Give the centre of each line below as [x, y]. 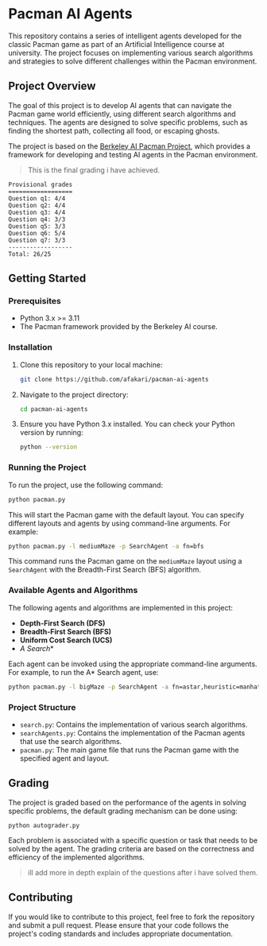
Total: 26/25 [30, 254]
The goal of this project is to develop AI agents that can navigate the [120, 105]
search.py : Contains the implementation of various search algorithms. [133, 724]
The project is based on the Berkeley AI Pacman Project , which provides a [130, 146]
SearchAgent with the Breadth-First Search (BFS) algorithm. [104, 570]
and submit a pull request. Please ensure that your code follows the [118, 925]
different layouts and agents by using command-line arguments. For [119, 523]
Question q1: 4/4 [37, 198]
